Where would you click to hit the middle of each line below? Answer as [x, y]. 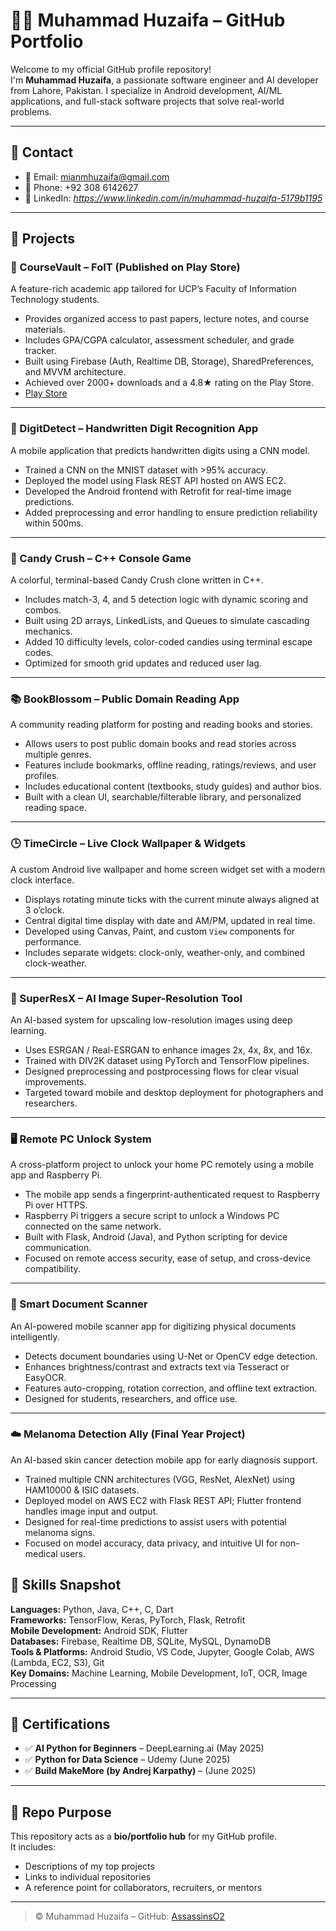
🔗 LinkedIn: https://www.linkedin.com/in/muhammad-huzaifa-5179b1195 [173, 198]
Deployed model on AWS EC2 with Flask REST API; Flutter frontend [163, 1500]
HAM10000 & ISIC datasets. [82, 1490]
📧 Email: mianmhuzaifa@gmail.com [97, 176]
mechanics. [48, 631]
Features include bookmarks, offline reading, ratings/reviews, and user [170, 765]
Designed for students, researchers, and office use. [131, 1398]
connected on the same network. [93, 1226]
